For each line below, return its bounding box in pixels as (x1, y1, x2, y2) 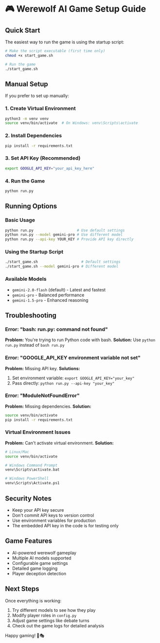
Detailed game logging (12, 565, 58, 571)
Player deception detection (12, 570, 67, 576)
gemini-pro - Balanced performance (12, 292, 85, 298)
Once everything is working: (5, 598, 62, 603)
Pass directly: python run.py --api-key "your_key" (12, 380, 115, 386)
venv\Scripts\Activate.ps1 (5, 481, 60, 486)
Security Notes (5, 494, 52, 502)
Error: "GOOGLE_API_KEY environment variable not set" (5, 354, 141, 361)
